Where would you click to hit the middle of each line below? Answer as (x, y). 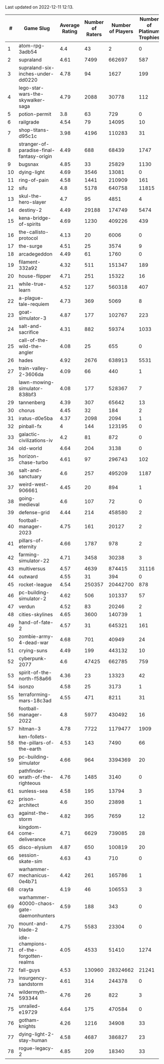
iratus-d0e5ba (36, 418)
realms (27, 962)
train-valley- (34, 368)
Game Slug (37, 28)
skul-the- (31, 196)
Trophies (149, 37)
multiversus (32, 569)
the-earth (30, 749)
